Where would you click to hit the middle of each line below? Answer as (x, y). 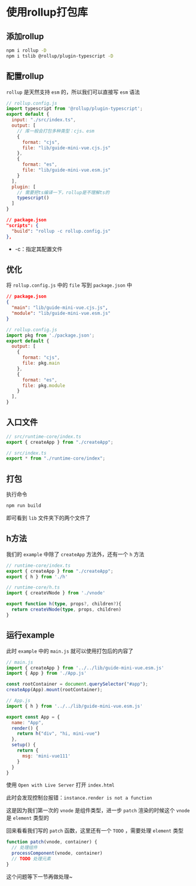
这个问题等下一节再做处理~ (39, 876)
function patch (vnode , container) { (52, 842)
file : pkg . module (44, 385)
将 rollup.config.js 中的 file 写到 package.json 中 (69, 285)
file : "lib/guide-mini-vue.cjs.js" (66, 148)
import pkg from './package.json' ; (50, 335)
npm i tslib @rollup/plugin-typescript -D (60, 56)
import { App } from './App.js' (46, 673)
